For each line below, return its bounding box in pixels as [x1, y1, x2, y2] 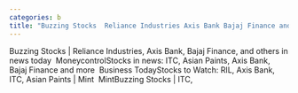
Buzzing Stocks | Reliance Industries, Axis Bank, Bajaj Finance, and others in [9, 45, 288, 56]
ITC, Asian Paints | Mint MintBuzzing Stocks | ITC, [9, 74, 193, 84]
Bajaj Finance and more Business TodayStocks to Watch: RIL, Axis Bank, [9, 64, 275, 75]
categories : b [9, 12, 62, 22]
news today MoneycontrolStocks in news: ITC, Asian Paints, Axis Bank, [9, 55, 271, 66]
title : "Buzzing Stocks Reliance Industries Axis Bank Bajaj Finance [9, 21, 276, 30]
